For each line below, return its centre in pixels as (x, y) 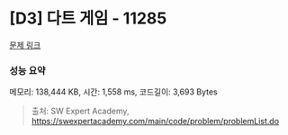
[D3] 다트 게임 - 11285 (88, 18)
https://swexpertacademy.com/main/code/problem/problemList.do (155, 121)
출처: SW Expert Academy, (80, 111)
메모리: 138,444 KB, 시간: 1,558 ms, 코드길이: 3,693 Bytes (113, 92)
